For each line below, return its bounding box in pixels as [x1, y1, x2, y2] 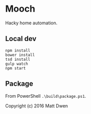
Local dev [5, 34, 37, 43]
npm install [5, 48, 30, 53]
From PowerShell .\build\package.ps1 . [5, 93, 86, 99]
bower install [5, 52, 35, 57]
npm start [5, 65, 26, 71]
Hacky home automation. [5, 20, 58, 26]
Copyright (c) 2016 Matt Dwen [5, 102, 68, 109]
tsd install [5, 57, 30, 62]
